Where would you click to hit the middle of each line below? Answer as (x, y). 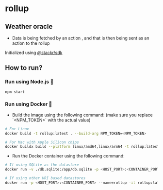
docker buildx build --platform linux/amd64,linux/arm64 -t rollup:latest (82, 147)
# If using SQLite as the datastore (42, 165)
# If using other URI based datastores (45, 178)
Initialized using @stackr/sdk (34, 52)
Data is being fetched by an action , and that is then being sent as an (81, 38)
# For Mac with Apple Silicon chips (42, 142)
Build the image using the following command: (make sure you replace (82, 115)
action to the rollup (31, 43)
